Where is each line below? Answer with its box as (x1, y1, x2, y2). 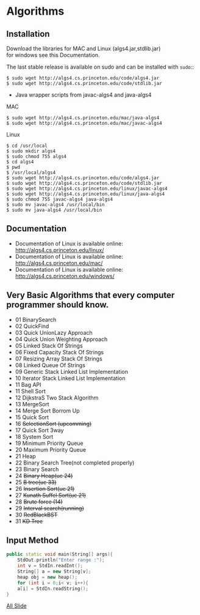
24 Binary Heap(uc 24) (15, 472, 73, 479)
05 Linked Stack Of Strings (15, 341, 84, 349)
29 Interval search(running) (15, 504, 84, 512)
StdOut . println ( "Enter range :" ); (17, 557, 105, 564)
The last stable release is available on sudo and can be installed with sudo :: (6, 63, 194, 70)
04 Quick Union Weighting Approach (15, 335, 108, 343)
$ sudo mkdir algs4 (6, 148, 56, 154)
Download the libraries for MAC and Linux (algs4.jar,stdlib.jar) (6, 45, 161, 52)
